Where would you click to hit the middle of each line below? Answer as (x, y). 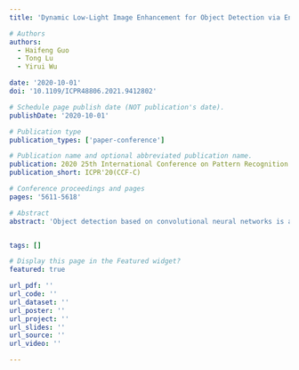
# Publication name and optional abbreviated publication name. (131, 156)
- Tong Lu (35, 59)
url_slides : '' (37, 327)
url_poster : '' (37, 310)
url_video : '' (36, 344)
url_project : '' (39, 319)
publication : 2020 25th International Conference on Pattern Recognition (149, 164)
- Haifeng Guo (43, 50)
